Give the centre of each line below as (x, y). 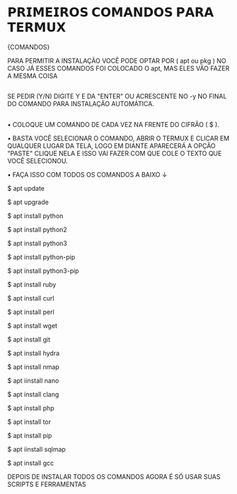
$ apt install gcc (31, 463)
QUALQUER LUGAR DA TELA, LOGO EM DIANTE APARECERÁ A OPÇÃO (111, 145)
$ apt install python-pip (41, 257)
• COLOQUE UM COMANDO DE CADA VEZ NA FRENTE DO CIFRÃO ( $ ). (113, 124)
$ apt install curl (31, 298)
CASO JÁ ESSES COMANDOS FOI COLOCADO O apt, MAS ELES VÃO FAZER (118, 68)
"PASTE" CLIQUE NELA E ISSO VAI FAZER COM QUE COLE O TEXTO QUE (115, 153)
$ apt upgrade (28, 202)
